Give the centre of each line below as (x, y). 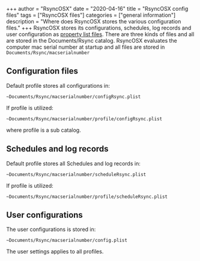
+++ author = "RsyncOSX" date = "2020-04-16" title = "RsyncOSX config (97, 9)
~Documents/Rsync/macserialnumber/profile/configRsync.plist (84, 119)
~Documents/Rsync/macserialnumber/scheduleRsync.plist (76, 174)
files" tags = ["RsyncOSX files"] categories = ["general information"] (91, 15)
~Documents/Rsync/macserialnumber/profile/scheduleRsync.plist (87, 197)
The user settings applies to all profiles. (55, 251)
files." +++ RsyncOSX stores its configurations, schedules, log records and (99, 28)
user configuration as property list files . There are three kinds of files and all (100, 34)
